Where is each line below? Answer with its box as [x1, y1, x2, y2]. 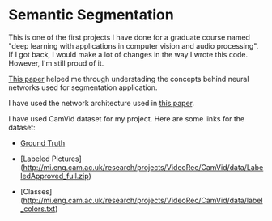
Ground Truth [19, 138, 66, 147]
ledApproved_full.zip [19, 171, 89, 181]
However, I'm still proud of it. [8, 58, 104, 68]
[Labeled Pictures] [19, 154, 83, 164]
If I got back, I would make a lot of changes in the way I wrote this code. [8, 49, 249, 59]
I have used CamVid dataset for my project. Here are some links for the [8, 113, 245, 123]
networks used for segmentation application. [8, 83, 158, 92]
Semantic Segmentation [8, 6, 174, 24]
